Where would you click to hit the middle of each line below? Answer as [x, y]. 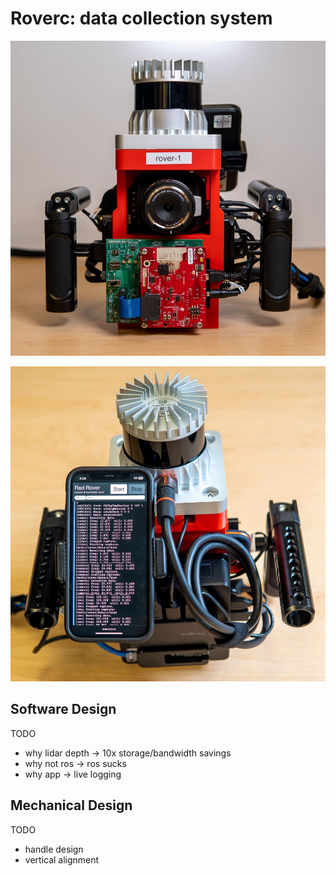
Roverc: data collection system [141, 18]
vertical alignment [62, 859]
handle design [54, 849]
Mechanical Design [71, 805]
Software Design [63, 709]
